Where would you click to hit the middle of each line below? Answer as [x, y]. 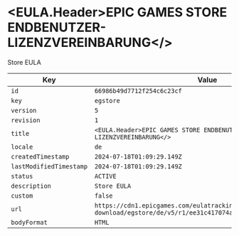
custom [22, 195]
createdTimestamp [40, 156]
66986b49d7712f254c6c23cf [138, 91]
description [31, 186]
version [24, 110]
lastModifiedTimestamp [49, 166]
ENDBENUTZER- [57, 27]
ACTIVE [105, 176]
